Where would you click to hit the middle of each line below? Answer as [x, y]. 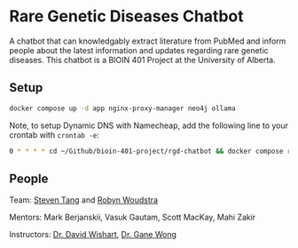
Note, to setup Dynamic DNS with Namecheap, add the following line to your [149, 125]
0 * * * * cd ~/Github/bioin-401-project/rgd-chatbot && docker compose [146, 151]
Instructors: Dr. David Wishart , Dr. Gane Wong [93, 235]
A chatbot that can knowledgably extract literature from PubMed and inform [148, 41]
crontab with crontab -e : [55, 134]
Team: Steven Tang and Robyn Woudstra [83, 200]
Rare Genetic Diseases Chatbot [126, 16]
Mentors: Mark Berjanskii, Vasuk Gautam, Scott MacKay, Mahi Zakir [133, 217]
